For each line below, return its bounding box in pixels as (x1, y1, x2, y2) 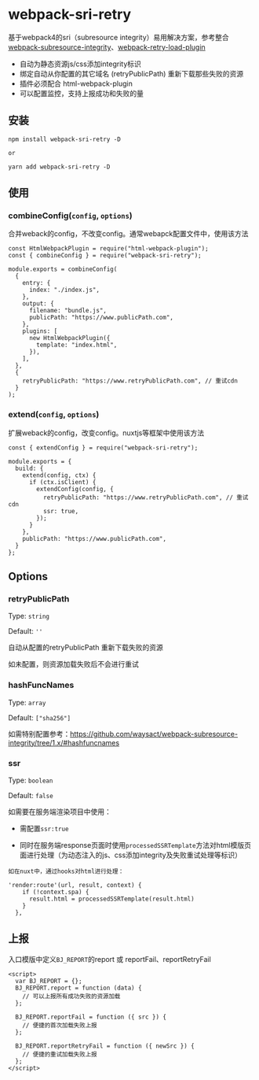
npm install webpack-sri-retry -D (8, 135, 122, 143)
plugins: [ (22, 327, 58, 335)
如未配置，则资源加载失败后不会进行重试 (8, 660, 139, 669)
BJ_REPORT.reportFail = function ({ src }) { (15, 1013, 167, 1021)
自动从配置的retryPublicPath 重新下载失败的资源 (8, 643, 163, 653)
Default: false (8, 791, 53, 801)
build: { (15, 464, 44, 472)
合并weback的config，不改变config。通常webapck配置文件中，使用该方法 (8, 229, 249, 239)
